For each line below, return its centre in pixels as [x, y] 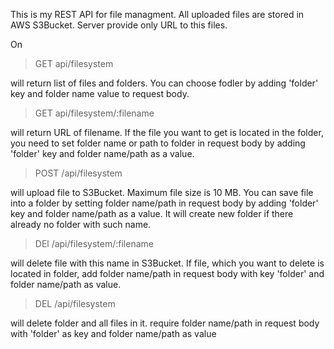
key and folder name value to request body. [100, 93]
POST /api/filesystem [78, 173]
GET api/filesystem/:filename [94, 113]
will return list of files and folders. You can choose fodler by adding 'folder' [164, 83]
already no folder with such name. [81, 224]
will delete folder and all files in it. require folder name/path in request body [165, 323]
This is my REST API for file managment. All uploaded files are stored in [157, 14]
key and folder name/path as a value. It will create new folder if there [152, 213]
